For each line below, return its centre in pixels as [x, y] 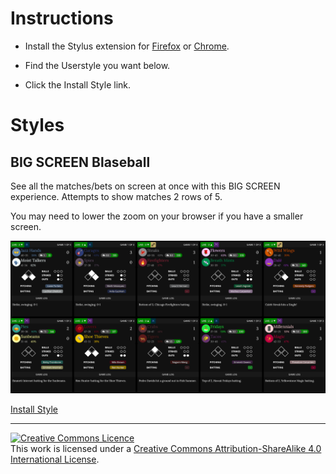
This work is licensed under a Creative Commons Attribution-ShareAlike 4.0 [166, 449]
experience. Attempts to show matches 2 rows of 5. [116, 196]
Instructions [62, 18]
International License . [55, 459]
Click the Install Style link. [78, 84]
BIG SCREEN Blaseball [80, 162]
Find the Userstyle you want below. [97, 65]
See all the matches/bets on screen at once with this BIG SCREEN [145, 186]
